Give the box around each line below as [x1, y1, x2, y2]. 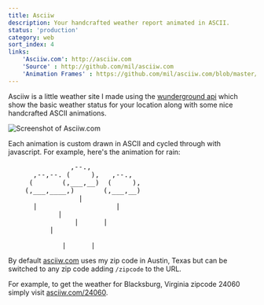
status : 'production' [8, 26, 79, 34]
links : [8, 48, 30, 56]
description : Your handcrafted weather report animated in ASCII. [8, 19, 230, 27]
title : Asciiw [8, 11, 55, 20]
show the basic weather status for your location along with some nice [8, 100, 233, 109]
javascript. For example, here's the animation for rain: [8, 147, 181, 156]
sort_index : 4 [8, 41, 55, 49]
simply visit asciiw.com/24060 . [8, 288, 108, 297]
